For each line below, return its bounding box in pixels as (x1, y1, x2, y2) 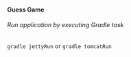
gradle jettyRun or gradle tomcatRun (7, 41, 112, 50)
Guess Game (7, 5, 45, 14)
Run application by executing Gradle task (7, 21, 124, 29)
